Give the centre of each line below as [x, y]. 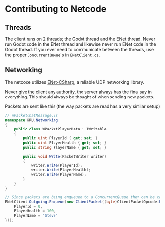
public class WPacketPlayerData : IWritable [60, 129]
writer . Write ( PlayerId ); [57, 165]
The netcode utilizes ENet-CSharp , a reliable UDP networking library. [75, 82]
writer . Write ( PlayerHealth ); [61, 170]
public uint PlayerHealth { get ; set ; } [65, 143]
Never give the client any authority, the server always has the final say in [79, 92]
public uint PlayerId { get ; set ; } [60, 138]
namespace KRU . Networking [31, 120]
